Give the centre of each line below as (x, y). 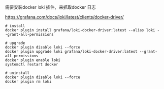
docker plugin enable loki (33, 60)
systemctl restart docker (32, 65)
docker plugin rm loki (28, 82)
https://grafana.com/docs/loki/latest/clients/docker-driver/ (65, 17)
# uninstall (17, 73)
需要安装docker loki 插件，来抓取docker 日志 (50, 7)
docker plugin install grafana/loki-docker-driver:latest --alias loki (80, 30)
